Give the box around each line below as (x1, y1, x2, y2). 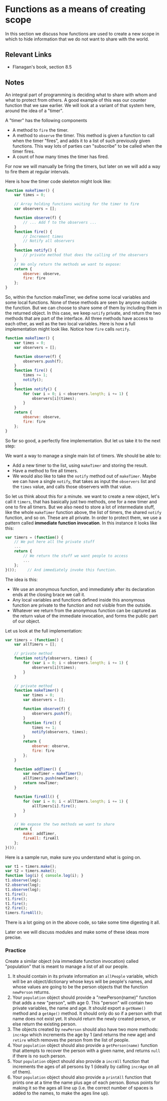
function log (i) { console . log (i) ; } (5, 873, 84, 878)
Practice (5, 947, 26, 954)
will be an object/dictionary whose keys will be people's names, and (12, 978, 153, 984)
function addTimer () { (14, 767, 61, 772)
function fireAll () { (14, 794, 59, 799)
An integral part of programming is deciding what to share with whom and (5, 92, 157, 98)
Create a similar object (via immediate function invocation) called (5, 958, 139, 964)
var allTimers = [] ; (14, 642, 57, 647)
